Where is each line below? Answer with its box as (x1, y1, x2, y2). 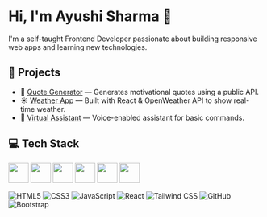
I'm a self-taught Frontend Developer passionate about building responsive (8, 34, 257, 43)
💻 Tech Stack (8, 137, 80, 151)
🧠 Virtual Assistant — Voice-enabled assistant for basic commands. (19, 113, 244, 122)
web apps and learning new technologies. (8, 42, 148, 51)
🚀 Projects (8, 66, 61, 80)
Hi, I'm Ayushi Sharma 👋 (8, 7, 173, 26)
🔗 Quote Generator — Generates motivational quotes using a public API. (19, 87, 260, 96)
